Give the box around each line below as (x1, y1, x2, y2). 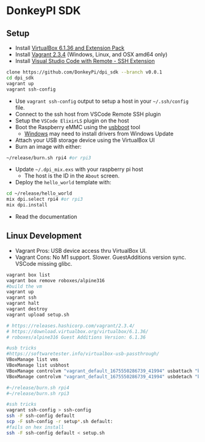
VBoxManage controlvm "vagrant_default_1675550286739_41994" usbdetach (6, 373, 192, 380)
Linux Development (6, 231, 82, 241)
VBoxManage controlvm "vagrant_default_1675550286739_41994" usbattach (6, 368, 192, 374)
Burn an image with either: (15, 143, 82, 150)
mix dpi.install (6, 202, 48, 208)
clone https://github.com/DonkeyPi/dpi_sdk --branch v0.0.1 (6, 69, 163, 75)
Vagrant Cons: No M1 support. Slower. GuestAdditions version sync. (15, 253, 187, 261)
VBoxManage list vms (6, 356, 59, 363)
